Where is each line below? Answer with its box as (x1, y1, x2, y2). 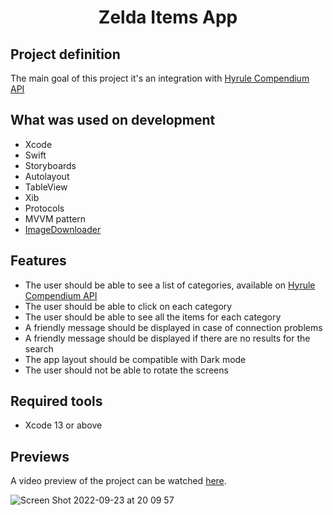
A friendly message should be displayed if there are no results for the (24, 332, 311, 344)
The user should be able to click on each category (24, 300, 233, 312)
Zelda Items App (98, 6, 238, 29)
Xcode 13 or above (24, 419, 103, 431)
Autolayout (24, 170, 70, 182)
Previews (10, 448, 70, 465)
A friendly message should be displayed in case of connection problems (24, 321, 323, 333)
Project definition (10, 46, 121, 63)
